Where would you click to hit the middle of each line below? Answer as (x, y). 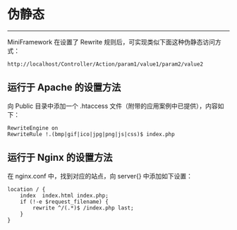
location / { (26, 189)
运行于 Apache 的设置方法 (64, 88)
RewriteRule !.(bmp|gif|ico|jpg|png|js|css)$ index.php (91, 134)
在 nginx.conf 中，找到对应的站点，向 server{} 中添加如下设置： (100, 176)
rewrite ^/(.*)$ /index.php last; (83, 208)
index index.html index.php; (65, 195)
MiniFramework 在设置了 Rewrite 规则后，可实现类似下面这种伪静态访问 (111, 42)
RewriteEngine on (33, 128)
